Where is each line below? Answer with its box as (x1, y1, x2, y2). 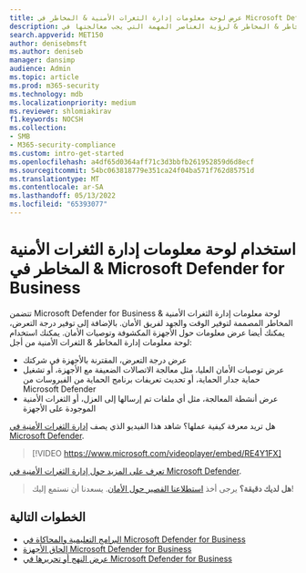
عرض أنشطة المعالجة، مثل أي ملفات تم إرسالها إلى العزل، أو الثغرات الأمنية (22, 393, 279, 404)
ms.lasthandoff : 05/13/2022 (9, 191, 117, 200)
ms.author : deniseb (9, 47, 84, 56)
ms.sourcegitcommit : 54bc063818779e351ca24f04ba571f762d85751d (9, 166, 255, 175)
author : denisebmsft (9, 38, 88, 48)
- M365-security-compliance (9, 140, 117, 149)
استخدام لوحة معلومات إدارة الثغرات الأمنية (9, 239, 296, 260)
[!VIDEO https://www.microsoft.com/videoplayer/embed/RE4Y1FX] (31, 447, 282, 458)
